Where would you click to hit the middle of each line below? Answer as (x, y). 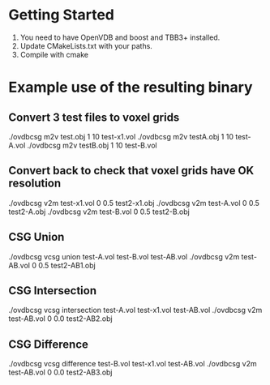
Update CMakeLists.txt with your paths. (86, 45)
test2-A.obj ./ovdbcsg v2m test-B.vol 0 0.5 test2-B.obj (99, 212)
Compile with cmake (54, 54)
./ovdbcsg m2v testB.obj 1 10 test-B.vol (92, 145)
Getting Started (62, 15)
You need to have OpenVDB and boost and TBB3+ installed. (120, 37)
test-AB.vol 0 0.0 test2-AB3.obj (60, 372)
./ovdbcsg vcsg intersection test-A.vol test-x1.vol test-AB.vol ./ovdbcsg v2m (135, 310)
